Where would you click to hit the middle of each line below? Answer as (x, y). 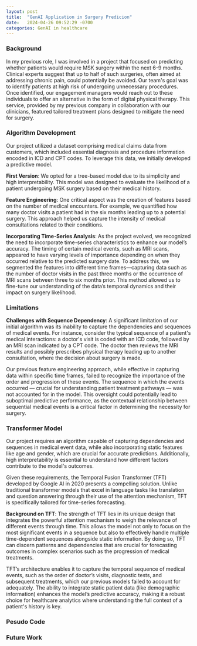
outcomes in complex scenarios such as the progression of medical (88, 551)
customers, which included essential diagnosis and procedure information (96, 152)
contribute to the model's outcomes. (50, 466)
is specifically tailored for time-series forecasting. (66, 502)
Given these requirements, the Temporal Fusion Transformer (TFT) (86, 478)
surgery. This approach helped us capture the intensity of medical (86, 218)
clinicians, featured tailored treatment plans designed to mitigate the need (95, 111)
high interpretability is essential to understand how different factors (87, 460)
